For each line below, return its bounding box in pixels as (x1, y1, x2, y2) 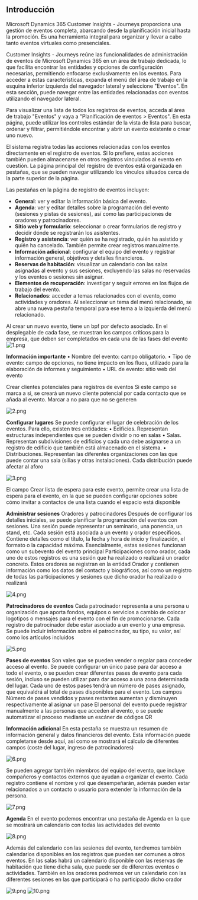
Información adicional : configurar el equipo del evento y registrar (14, 248, 176, 255)
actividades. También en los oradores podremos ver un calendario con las (6, 869, 187, 876)
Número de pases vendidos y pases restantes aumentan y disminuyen (6, 694, 177, 701)
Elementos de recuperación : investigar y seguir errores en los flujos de (14, 279, 190, 286)
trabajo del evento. (14, 286, 61, 293)
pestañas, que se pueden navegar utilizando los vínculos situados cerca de (6, 168, 190, 175)
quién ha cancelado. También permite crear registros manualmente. (14, 241, 180, 248)
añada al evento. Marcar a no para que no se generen (6, 395, 137, 403)
